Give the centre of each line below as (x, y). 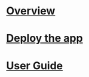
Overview (31, 11)
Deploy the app (44, 38)
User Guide (35, 65)
